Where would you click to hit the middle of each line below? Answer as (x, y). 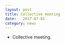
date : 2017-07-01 (25, 19)
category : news (21, 23)
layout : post (18, 10)
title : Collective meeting (33, 14)
